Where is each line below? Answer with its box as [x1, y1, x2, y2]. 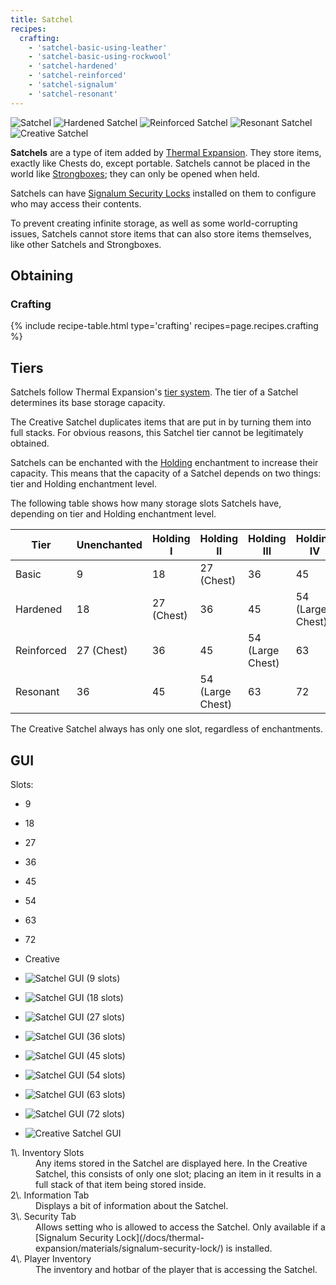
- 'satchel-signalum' [28, 80, 118, 90]
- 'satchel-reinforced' [28, 71, 128, 81]
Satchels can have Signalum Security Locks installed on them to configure [10, 187, 317, 199]
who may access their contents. [10, 197, 142, 210]
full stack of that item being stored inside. [35, 1178, 207, 1190]
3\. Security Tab [10, 1210, 77, 1222]
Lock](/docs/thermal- [115, 1231, 205, 1243]
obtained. [10, 437, 50, 450]
